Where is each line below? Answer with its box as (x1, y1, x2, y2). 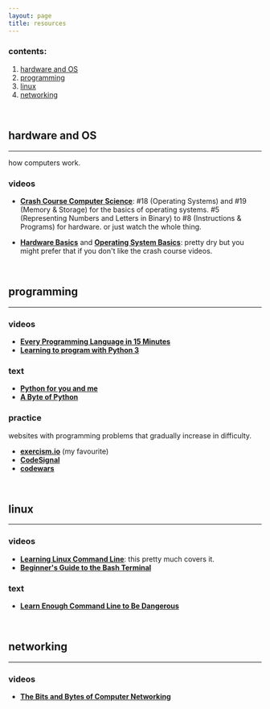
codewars (19, 463, 55, 473)
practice (8, 413, 42, 424)
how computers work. (8, 158, 81, 168)
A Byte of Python (19, 392, 79, 402)
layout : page (8, 11, 52, 20)
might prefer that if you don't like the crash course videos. (19, 246, 213, 255)
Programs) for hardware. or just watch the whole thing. (19, 222, 202, 231)
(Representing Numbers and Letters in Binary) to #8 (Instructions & (19, 213, 242, 222)
